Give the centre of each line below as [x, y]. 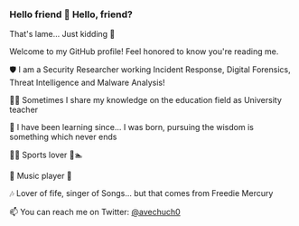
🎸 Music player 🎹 [41, 176]
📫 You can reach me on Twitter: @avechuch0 [95, 212]
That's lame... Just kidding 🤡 [62, 34]
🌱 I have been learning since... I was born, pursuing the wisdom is [132, 127]
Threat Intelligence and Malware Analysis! [87, 83]
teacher [24, 110]
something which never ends [63, 137]
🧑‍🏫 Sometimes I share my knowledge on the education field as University [146, 100]
